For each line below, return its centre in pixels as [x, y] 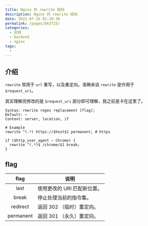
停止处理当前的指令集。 [64, 198]
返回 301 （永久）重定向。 [68, 216]
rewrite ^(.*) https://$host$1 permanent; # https [58, 132]
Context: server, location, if [37, 119]
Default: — [16, 115]
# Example [15, 128]
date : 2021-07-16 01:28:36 [33, 19]
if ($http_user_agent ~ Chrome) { [40, 141]
